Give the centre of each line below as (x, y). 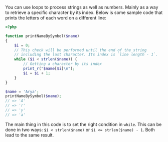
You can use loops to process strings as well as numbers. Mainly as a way (82, 7)
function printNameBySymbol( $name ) (42, 36)
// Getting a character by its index (62, 64)
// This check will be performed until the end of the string (80, 50)
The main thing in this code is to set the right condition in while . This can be (83, 124)
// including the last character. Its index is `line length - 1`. (86, 54)
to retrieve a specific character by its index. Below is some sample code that (84, 12)
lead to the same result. (30, 135)
